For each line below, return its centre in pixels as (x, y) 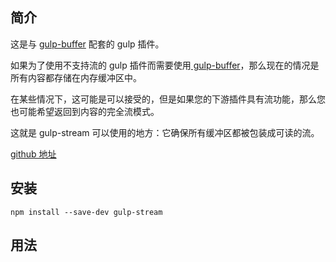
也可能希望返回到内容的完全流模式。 (85, 111)
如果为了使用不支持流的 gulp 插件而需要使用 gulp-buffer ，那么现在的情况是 (165, 65)
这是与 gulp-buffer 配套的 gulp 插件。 (87, 44)
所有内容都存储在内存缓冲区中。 (76, 77)
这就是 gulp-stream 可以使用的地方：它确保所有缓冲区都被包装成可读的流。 (165, 132)
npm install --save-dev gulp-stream (86, 212)
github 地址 (33, 154)
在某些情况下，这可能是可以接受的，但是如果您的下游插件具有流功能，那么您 (168, 99)
